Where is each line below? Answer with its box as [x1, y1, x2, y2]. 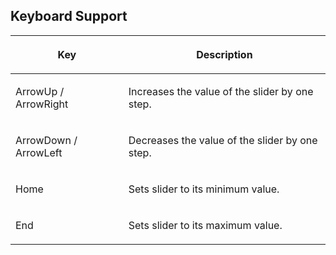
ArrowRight [15, 97, 69, 111]
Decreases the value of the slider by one [128, 133, 318, 147]
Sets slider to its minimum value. [128, 182, 280, 196]
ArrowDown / [15, 133, 78, 147]
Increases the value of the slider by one [128, 84, 314, 98]
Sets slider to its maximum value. [128, 218, 283, 232]
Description [196, 47, 253, 61]
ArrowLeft [15, 145, 63, 159]
